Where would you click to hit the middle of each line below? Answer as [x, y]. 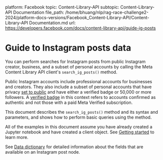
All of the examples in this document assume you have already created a [79, 127]
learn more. [17, 137]
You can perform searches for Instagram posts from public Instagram [75, 62]
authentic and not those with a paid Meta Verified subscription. [69, 102]
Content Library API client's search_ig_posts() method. [61, 72]
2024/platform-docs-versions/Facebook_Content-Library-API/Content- [77, 17]
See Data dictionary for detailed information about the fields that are [74, 147]
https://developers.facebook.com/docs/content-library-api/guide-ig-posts [81, 28]
